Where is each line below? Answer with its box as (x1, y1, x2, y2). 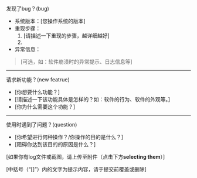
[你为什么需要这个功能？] (14, 103, 76, 110)
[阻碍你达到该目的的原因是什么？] (14, 141, 96, 148)
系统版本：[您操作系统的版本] (14, 18, 86, 25)
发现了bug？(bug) (6, 5, 50, 12)
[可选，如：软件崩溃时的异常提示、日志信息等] (20, 58, 133, 65)
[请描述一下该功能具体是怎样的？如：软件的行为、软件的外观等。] (14, 96, 171, 102)
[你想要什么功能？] (14, 88, 60, 95)
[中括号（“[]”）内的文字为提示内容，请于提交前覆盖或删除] (6, 166, 147, 173)
